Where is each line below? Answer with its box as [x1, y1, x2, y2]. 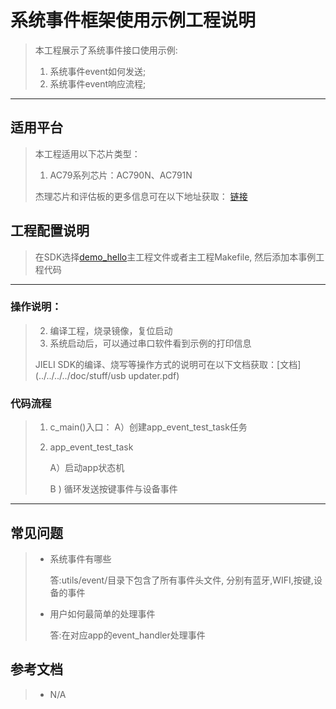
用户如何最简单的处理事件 [49, 607, 156, 620]
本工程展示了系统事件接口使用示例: [34, 44, 178, 56]
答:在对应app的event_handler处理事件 [49, 629, 206, 641]
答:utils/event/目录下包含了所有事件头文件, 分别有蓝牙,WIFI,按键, [49, 574, 314, 586]
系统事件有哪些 [49, 552, 112, 565]
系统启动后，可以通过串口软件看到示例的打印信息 [49, 337, 252, 349]
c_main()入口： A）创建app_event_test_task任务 [49, 421, 248, 433]
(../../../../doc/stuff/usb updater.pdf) [34, 369, 180, 381]
